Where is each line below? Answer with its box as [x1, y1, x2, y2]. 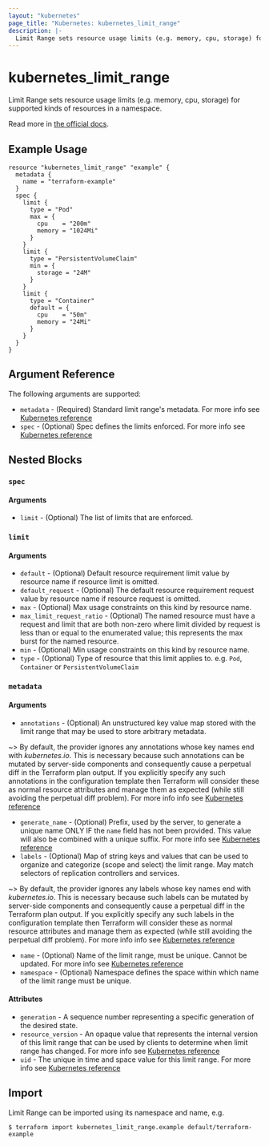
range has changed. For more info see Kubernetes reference [19, 1046, 220, 1055]
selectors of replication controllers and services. [19, 868, 180, 878]
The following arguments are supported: [8, 389, 142, 398]
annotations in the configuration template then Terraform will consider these [8, 776, 260, 785]
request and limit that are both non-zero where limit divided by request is [19, 619, 261, 629]
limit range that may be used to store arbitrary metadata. [19, 726, 207, 736]
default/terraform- [187, 1123, 252, 1131]
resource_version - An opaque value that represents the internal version [19, 1029, 259, 1039]
